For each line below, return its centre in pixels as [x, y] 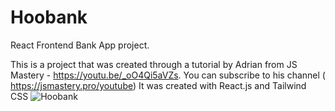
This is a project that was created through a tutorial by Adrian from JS [154, 64]
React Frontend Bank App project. [80, 45]
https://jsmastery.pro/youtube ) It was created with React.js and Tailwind [158, 85]
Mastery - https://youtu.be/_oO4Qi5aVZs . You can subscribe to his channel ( [168, 75]
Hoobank [49, 17]
